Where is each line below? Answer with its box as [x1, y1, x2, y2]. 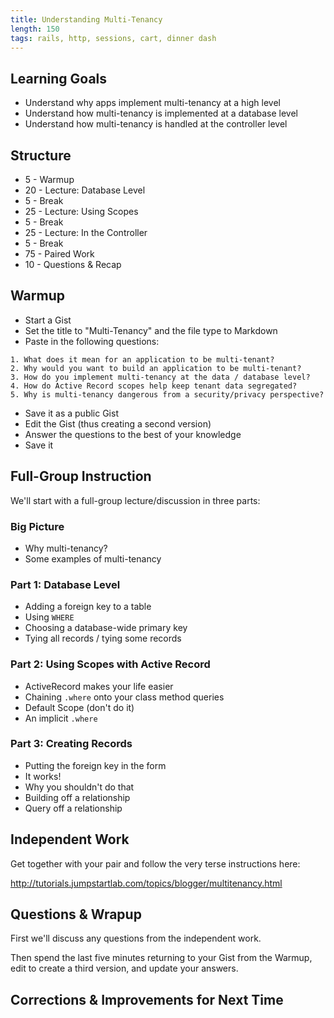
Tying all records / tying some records [24, 632, 182, 645]
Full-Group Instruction [10, 468, 152, 485]
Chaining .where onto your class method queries [24, 691, 225, 703]
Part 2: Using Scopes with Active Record [10, 657, 211, 671]
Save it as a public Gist [24, 407, 119, 419]
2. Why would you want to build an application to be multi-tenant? [10, 363, 302, 373]
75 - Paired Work [24, 248, 95, 260]
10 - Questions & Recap [24, 259, 122, 270]
